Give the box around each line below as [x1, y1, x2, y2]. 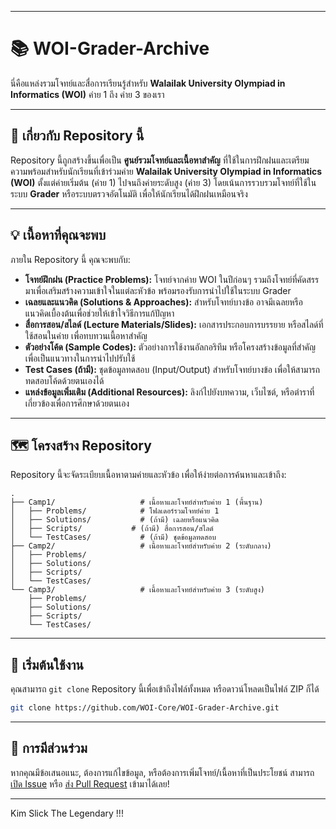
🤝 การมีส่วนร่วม [10, 740, 88, 757]
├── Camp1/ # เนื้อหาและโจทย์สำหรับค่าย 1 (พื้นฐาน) [10, 497, 264, 508]
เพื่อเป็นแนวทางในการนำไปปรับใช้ [24, 352, 136, 364]
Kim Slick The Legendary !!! [10, 807, 124, 819]
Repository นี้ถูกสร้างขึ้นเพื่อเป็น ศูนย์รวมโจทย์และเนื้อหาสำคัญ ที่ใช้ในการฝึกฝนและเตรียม [10, 154, 310, 166]
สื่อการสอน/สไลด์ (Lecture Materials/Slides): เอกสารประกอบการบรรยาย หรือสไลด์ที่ [24, 318, 324, 330]
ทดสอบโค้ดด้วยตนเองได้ [24, 374, 105, 386]
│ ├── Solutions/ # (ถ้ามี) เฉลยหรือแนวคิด [10, 515, 220, 525]
